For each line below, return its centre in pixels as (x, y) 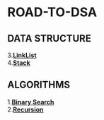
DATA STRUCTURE (50, 38)
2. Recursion (25, 109)
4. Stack (19, 63)
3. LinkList (22, 55)
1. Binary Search (31, 102)
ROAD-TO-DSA (52, 12)
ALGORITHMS (39, 85)
